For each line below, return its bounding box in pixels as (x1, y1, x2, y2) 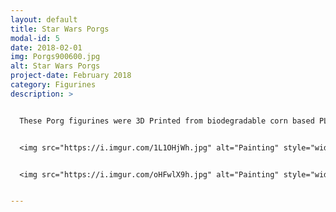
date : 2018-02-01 (10, 42, 83, 53)
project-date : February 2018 (10, 71, 132, 81)
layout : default (10, 14, 78, 25)
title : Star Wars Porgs (10, 24, 110, 34)
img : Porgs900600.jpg (10, 52, 101, 62)
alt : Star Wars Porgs (10, 61, 101, 71)
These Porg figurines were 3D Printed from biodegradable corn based (19, 116, 315, 126)
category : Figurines (10, 80, 97, 90)
